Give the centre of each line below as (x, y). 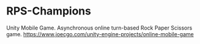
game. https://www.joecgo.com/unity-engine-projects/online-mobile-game (100, 34)
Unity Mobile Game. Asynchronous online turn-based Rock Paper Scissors (99, 28)
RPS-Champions (49, 11)
